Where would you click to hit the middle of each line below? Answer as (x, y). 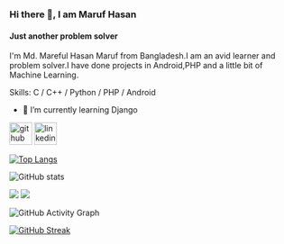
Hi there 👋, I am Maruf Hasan (73, 14)
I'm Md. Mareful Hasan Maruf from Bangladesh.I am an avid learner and (142, 56)
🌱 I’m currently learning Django (80, 110)
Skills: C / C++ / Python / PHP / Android (82, 93)
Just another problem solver (64, 36)
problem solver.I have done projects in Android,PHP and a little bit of (136, 66)
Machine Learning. (44, 75)
